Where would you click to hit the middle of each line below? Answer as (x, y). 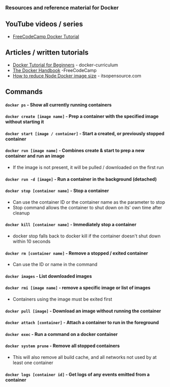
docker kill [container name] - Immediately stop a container (71, 225)
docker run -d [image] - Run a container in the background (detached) (81, 179)
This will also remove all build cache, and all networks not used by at (84, 357)
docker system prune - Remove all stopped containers (63, 346)
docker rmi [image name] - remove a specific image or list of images (78, 288)
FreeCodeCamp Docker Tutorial (46, 36)
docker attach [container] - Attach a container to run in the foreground (82, 323)
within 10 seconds (32, 241)
